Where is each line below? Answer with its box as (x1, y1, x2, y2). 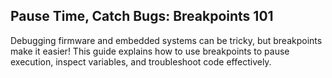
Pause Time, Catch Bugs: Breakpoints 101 (10, 8, 274, 25)
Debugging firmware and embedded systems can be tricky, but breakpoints (10, 34, 323, 46)
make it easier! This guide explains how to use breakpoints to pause (10, 45, 290, 57)
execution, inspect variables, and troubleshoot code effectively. (10, 55, 272, 68)
